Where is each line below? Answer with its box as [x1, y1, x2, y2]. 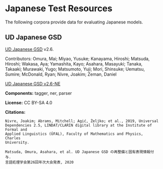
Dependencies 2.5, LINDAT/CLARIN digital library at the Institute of [5, 123, 152, 127]
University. [5, 140, 29, 145]
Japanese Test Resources [5, 3, 113, 14]
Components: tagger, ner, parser [5, 90, 72, 96]
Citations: [5, 109, 26, 115]
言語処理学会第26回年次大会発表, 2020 [5, 160, 74, 165]
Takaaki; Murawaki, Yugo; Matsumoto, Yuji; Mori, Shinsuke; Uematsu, [5, 66, 145, 72]
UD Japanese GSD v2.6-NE [5, 81, 61, 86]
